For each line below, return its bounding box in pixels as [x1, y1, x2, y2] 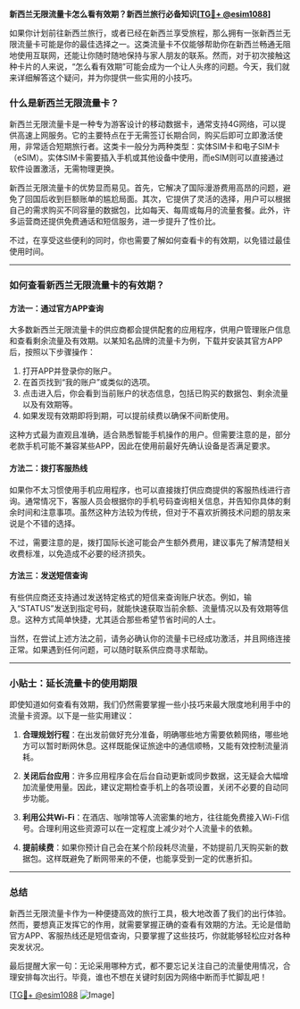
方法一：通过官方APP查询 [9, 303, 104, 314]
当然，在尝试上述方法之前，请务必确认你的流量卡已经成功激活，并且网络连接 [9, 633, 291, 643]
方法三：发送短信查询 [9, 570, 87, 581]
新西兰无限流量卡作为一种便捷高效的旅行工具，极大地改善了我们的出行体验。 [9, 908, 291, 919]
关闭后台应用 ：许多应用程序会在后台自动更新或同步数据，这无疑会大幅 [21, 770, 281, 781]
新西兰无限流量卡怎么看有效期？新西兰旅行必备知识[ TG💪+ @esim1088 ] [9, 9, 271, 19]
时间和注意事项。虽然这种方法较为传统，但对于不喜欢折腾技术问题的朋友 [16, 507, 283, 517]
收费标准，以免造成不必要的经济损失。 [9, 548, 150, 559]
